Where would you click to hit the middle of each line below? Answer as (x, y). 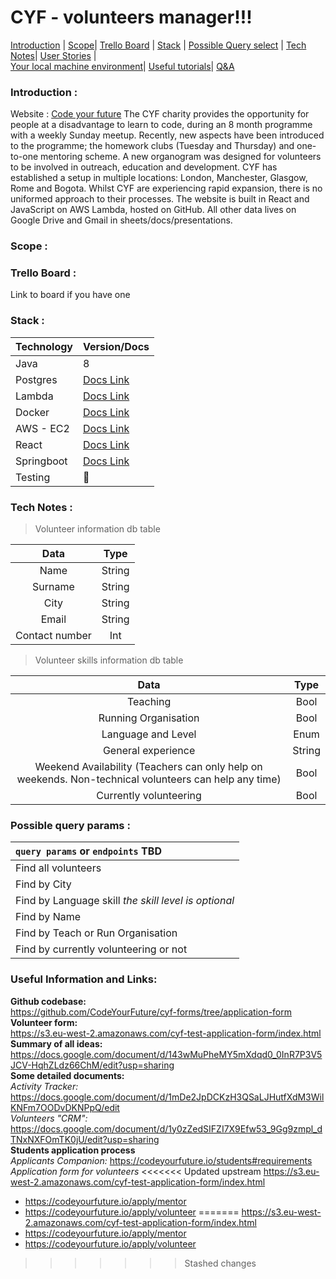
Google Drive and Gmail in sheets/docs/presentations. (121, 220)
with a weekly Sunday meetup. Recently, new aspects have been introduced (167, 135)
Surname (53, 587)
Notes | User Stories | (53, 55)
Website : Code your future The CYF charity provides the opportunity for (160, 114)
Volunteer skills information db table (109, 660)
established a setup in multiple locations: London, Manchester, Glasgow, (159, 178)
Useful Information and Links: (84, 979)
